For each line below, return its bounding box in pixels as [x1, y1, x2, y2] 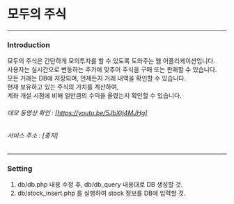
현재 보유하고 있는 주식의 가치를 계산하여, [7, 83, 119, 91]
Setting [7, 164, 33, 173]
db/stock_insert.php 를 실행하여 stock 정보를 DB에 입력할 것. [17, 189, 186, 198]
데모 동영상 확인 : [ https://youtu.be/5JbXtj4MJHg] [7, 108, 148, 117]
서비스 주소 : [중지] [7, 131, 58, 139]
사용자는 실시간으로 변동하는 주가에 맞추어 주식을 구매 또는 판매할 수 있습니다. [7, 65, 217, 74]
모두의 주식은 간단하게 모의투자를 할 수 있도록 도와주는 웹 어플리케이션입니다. [7, 57, 216, 65]
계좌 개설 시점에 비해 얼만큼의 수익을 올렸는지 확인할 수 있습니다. [7, 92, 182, 100]
